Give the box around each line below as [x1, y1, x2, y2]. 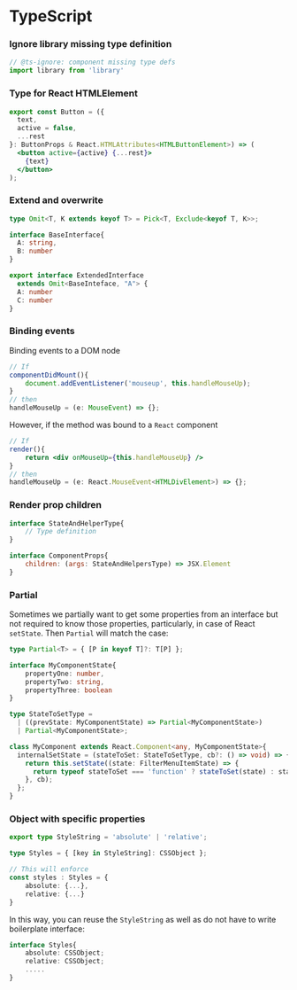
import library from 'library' [9, 66, 125, 75]
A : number [17, 287, 53, 296]
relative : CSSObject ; [25, 957, 104, 966]
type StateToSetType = [9, 710, 93, 719]
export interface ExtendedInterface [9, 271, 144, 280]
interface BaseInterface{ [9, 230, 104, 239]
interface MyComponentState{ [9, 660, 117, 670]
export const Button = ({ [9, 107, 104, 116]
